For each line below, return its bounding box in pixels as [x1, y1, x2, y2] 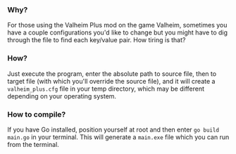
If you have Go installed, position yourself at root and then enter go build [7, 125, 220, 134]
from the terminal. [7, 140, 60, 148]
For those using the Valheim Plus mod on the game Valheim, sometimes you [7, 21, 228, 30]
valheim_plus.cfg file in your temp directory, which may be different [7, 84, 205, 93]
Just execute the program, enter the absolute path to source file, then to [7, 69, 217, 78]
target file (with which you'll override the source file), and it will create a [7, 77, 216, 85]
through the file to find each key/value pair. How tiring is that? [7, 36, 186, 44]
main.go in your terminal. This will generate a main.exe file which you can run [7, 132, 230, 141]
